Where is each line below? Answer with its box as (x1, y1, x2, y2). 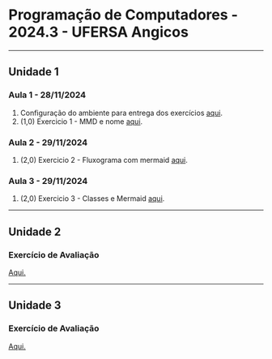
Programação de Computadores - (8, 6, 239, 24)
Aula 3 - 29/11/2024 (8, 175, 88, 186)
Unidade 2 (8, 224, 62, 238)
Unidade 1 (8, 65, 59, 79)
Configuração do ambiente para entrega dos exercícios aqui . (19, 108, 223, 118)
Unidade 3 (8, 298, 62, 313)
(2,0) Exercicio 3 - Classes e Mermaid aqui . (19, 194, 165, 203)
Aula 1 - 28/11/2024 (8, 89, 87, 100)
